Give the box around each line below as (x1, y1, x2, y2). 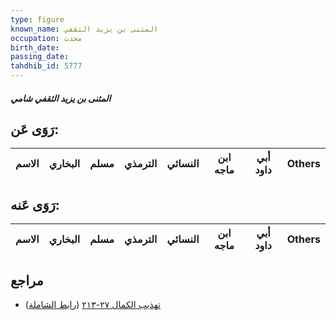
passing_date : (10, 52, 70, 62)
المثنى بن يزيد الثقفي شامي (10, 92, 112, 104)
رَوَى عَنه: (10, 196, 60, 213)
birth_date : (10, 42, 60, 53)
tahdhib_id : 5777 (10, 61, 83, 71)
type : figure (10, 14, 65, 25)
